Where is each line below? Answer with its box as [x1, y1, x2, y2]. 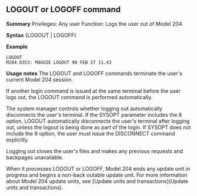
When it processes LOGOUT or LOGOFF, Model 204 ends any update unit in [6, 165, 190, 172]
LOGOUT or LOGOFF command [6, 5, 121, 15]
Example [6, 43, 28, 50]
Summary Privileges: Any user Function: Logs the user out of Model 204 [6, 20, 182, 27]
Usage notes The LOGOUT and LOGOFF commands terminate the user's [6, 70, 182, 77]
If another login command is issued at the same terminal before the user [6, 87, 181, 94]
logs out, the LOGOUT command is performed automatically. [6, 93, 153, 100]
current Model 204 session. [6, 76, 74, 83]
